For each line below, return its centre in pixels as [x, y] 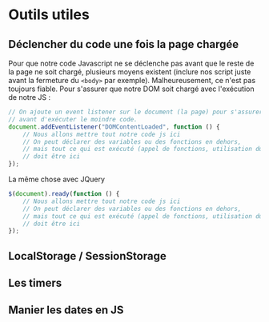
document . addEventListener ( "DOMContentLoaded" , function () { [114, 127]
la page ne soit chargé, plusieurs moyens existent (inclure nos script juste [130, 72]
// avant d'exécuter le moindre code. [73, 119]
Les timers [35, 283]
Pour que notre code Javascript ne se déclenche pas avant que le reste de [131, 63]
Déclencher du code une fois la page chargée [124, 44]
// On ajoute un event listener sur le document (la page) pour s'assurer [136, 112]
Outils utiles [49, 15]
